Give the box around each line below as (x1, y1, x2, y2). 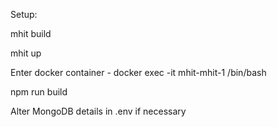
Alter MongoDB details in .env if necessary (10, 105, 187, 117)
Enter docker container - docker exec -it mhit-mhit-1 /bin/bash (10, 67, 267, 78)
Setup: (10, 9, 38, 20)
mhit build (10, 28, 52, 39)
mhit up (10, 47, 42, 59)
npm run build (10, 86, 68, 98)
